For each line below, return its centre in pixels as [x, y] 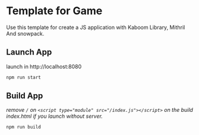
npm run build [24, 127]
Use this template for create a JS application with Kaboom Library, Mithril [96, 27]
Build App [25, 96]
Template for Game [54, 11]
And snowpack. [25, 33]
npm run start [24, 77]
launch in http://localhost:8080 [44, 66]
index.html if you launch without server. [54, 116]
